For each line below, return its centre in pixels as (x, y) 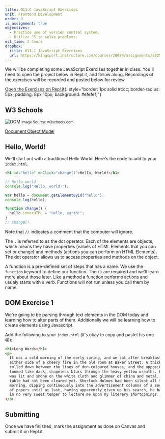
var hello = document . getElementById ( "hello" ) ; (55, 195)
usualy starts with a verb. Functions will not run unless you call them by (77, 282)
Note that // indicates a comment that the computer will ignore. (69, 232)
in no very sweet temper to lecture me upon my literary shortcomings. (84, 395)
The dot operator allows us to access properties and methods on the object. (82, 257)
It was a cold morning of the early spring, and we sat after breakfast (85, 358)
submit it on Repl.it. (25, 431)
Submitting (23, 414)
